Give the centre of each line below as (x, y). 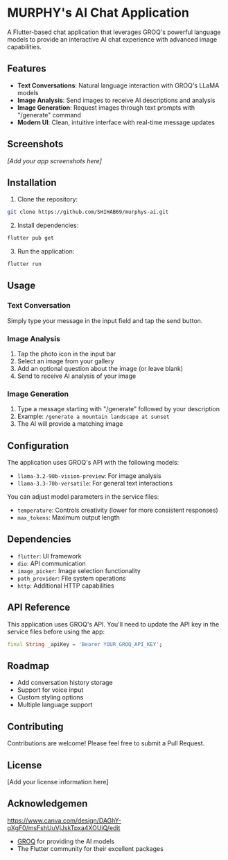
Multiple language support (55, 705)
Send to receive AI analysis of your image (77, 376)
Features (27, 68)
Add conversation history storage (65, 683)
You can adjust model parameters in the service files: (83, 497)
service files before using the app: (56, 631)
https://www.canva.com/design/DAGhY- (64, 820)
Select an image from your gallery (65, 361)
